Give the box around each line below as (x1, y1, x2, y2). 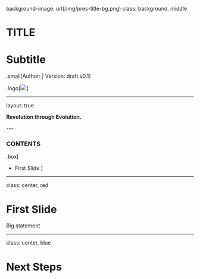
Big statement (6, 222, 40, 229)
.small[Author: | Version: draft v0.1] (6, 72, 91, 80)
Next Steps (6, 260, 62, 274)
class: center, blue (6, 239, 51, 246)
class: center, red (6, 182, 49, 189)
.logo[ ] (6, 85, 29, 92)
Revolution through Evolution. (6, 113, 82, 121)
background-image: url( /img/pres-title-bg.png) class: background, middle (6, 5, 187, 12)
